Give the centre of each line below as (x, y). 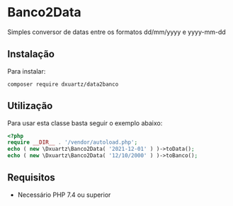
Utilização (30, 106)
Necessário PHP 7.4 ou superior (64, 195)
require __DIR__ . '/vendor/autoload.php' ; (73, 142)
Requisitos (31, 178)
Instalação (31, 54)
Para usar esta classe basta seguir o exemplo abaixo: (85, 123)
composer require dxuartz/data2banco (63, 84)
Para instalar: (27, 71)
